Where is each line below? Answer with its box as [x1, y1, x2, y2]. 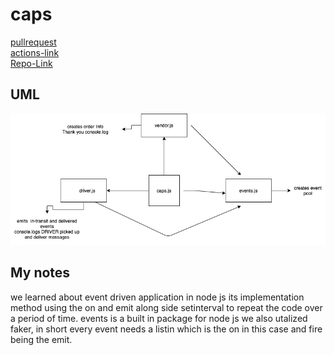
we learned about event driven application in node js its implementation [10, 291, 305, 303]
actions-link [10, 46, 60, 58]
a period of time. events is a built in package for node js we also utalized [10, 312, 308, 324]
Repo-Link [10, 57, 53, 69]
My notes [10, 264, 71, 282]
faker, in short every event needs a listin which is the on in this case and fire [10, 323, 323, 335]
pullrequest [10, 36, 57, 48]
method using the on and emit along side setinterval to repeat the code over [10, 301, 323, 313]
